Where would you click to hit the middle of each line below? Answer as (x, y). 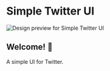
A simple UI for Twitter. (35, 61)
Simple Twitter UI (50, 11)
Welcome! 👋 (29, 47)
